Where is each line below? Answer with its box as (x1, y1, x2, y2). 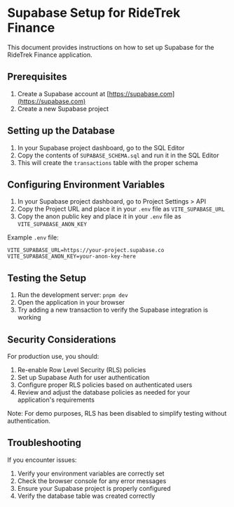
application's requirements (17, 395, 95, 404)
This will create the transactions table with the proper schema (17, 158, 198, 166)
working (17, 313, 41, 322)
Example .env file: (7, 233, 59, 242)
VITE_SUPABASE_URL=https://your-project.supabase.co (7, 247, 165, 254)
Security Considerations (7, 334, 117, 345)
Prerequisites (7, 71, 67, 83)
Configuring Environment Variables (7, 178, 165, 190)
